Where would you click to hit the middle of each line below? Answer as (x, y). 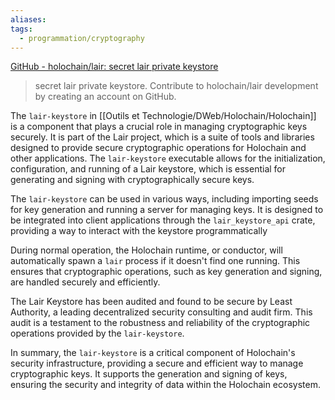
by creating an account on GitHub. (105, 97)
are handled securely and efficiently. (85, 282)
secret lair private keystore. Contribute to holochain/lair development (176, 86)
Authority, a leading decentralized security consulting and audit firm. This (161, 312)
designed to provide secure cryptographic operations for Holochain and (158, 148)
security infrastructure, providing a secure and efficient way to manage (157, 363)
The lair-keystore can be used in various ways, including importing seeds (164, 199)
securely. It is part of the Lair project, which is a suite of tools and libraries (162, 137)
